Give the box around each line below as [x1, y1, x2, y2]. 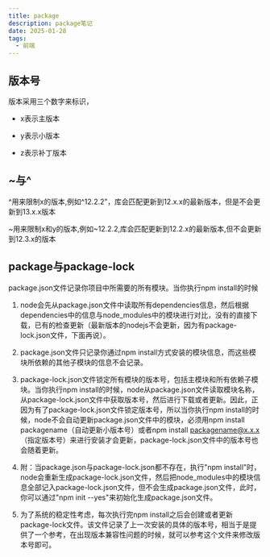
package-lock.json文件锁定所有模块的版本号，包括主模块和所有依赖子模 [19, 374, 260, 384]
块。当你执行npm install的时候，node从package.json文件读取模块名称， [19, 384, 260, 394]
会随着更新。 [19, 445, 63, 455]
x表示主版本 [19, 114, 60, 123]
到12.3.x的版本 [8, 234, 56, 243]
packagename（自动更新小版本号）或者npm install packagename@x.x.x [19, 425, 260, 434]
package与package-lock [8, 260, 135, 274]
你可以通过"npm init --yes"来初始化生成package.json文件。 [19, 493, 218, 502]
